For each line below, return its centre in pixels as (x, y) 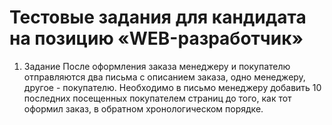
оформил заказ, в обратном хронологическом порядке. (143, 108)
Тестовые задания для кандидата (158, 17)
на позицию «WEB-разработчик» (156, 38)
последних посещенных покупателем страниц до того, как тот (157, 98)
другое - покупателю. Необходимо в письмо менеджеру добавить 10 (172, 87)
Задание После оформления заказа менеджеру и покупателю (157, 66)
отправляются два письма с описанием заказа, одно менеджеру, (164, 77)
